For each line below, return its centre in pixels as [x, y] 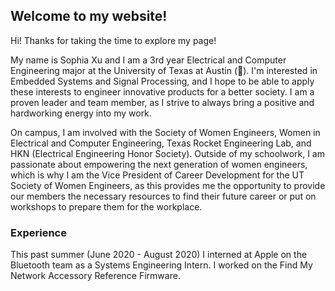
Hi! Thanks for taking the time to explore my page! [113, 40]
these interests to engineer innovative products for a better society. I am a [162, 91]
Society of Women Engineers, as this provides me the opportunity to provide [168, 185]
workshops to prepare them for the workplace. [106, 206]
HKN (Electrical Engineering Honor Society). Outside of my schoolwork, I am [167, 153]
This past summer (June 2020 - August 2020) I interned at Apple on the [159, 255]
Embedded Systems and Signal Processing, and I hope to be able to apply [162, 81]
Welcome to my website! [89, 16]
